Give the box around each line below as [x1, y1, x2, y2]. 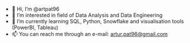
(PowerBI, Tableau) [11, 24, 59, 31]
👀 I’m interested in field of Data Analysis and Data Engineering [11, 12, 163, 19]
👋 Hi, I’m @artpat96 [11, 6, 60, 12]
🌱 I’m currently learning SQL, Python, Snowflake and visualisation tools [11, 18, 184, 24]
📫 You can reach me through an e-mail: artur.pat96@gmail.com [11, 31, 168, 37]
